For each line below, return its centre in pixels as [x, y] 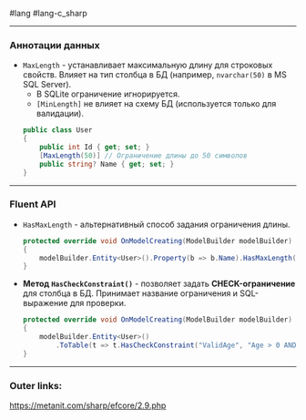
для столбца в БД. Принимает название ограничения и [130, 293]
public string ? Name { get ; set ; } [107, 164]
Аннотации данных [55, 45]
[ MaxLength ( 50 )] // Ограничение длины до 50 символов [143, 155]
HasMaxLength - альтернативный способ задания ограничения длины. [156, 224]
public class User [57, 130]
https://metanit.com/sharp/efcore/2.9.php [88, 405]
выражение [45, 303]
